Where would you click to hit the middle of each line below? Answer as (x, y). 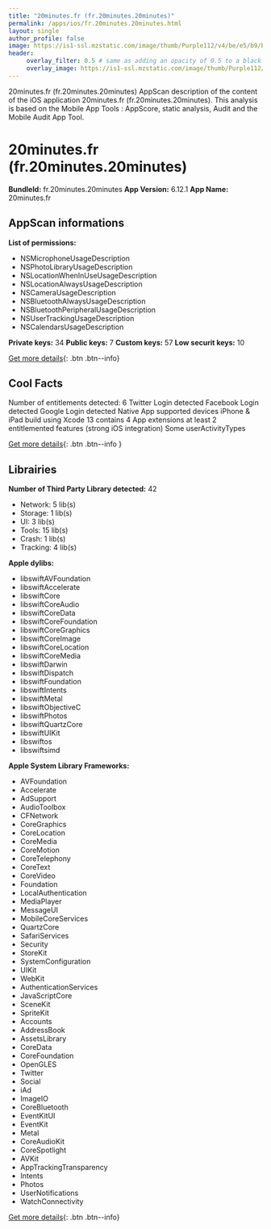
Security (34, 944)
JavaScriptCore (46, 996)
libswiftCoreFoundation (59, 621)
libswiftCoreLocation (54, 647)
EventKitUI (38, 1116)
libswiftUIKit (40, 733)
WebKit (32, 979)
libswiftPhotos (44, 716)
